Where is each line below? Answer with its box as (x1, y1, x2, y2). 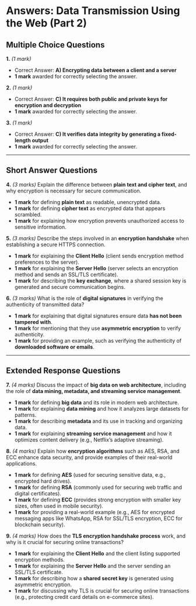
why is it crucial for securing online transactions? (6, 538, 124, 545)
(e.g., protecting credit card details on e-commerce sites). (14, 593, 154, 600)
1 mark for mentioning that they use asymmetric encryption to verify (14, 325, 181, 332)
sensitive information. (14, 223, 67, 230)
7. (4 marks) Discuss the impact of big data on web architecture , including (6, 381, 187, 388)
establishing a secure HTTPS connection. (6, 241, 106, 248)
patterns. (14, 411, 37, 418)
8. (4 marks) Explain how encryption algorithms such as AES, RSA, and (6, 447, 180, 455)
